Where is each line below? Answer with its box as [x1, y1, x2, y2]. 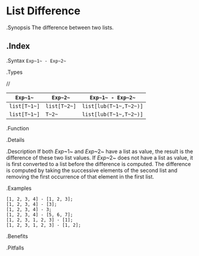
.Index [6, 41, 30, 51]
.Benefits [6, 232, 29, 239]
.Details [6, 136, 25, 143]
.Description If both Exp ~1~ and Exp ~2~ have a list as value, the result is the [6, 148, 194, 155]
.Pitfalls [6, 244, 24, 251]
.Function [6, 124, 30, 132]
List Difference [6, 4, 80, 18]
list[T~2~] [45, 102, 76, 110]
